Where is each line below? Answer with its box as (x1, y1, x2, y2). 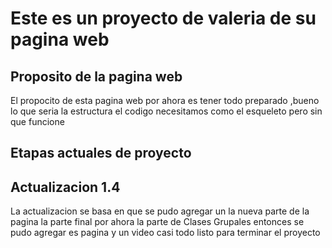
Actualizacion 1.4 (10, 178, 121, 196)
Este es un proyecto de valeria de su (10, 7, 317, 30)
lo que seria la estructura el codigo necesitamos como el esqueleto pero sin (10, 105, 323, 117)
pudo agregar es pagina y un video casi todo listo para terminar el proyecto (10, 227, 321, 239)
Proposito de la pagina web (10, 68, 183, 85)
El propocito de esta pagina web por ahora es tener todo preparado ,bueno (10, 95, 320, 106)
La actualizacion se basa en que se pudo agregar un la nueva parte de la (10, 205, 310, 217)
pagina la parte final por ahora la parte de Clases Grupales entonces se (10, 216, 305, 228)
